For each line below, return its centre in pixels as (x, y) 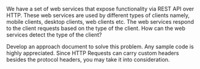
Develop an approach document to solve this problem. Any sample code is (100, 46)
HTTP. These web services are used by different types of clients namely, (98, 15)
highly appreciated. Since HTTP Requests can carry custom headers (93, 53)
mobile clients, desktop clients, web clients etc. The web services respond (100, 22)
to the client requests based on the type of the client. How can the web (96, 28)
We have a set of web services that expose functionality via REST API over (100, 9)
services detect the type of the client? (54, 35)
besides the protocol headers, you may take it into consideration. (88, 60)
